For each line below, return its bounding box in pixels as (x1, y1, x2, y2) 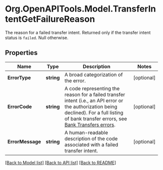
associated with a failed (65, 141, 118, 148)
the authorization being (65, 103, 117, 110)
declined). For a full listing (65, 109, 124, 116)
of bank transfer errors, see (65, 115, 127, 122)
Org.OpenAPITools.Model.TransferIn (5, 3, 156, 14)
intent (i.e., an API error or (65, 97, 123, 104)
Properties (5, 49, 38, 57)
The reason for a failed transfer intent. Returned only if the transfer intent (5, 29, 151, 35)
